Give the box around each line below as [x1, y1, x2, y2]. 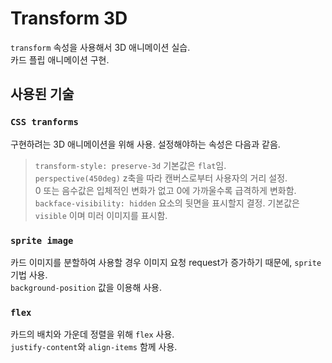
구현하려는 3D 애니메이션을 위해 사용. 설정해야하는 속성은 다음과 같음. [10, 138, 281, 150]
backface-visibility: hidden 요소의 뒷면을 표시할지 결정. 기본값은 [34, 197, 300, 209]
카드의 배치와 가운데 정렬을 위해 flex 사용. [10, 328, 175, 341]
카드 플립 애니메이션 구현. [10, 53, 110, 66]
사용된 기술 [10, 86, 75, 103]
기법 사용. [10, 268, 48, 281]
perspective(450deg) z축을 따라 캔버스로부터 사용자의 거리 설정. [34, 172, 288, 184]
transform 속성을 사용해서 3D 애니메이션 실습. [10, 41, 191, 53]
